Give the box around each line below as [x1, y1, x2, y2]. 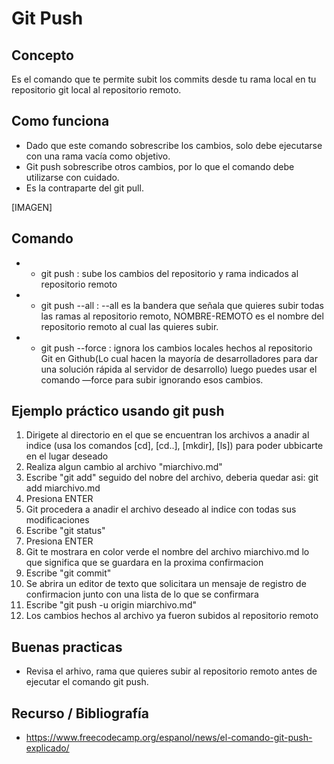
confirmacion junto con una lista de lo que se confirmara [25, 588, 259, 601]
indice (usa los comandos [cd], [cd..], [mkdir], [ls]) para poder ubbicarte [25, 440, 324, 452]
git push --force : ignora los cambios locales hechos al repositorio [40, 342, 313, 354]
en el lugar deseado [25, 450, 109, 462]
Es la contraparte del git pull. [25, 182, 144, 194]
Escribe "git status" [25, 525, 106, 537]
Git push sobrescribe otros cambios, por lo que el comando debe [25, 160, 295, 172]
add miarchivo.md [25, 482, 101, 494]
